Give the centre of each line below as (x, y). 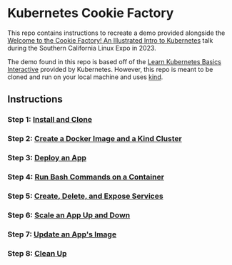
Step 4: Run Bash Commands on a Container (86, 177)
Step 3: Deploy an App (47, 158)
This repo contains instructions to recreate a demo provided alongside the (116, 33)
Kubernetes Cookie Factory (91, 13)
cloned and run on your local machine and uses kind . (85, 77)
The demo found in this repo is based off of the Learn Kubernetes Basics (115, 61)
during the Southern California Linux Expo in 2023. (82, 48)
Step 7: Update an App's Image (62, 234)
